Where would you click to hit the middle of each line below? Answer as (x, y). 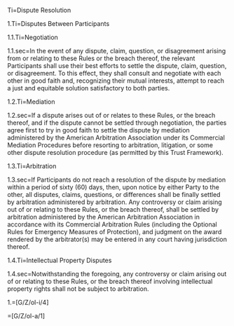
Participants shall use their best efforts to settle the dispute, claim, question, (117, 66)
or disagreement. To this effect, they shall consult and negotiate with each (114, 73)
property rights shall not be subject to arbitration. (78, 289)
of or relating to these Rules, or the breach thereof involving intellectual (110, 281)
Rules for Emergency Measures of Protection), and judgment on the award (115, 232)
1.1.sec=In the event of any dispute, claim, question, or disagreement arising (117, 51)
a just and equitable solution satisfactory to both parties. (89, 88)
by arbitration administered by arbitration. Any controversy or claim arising (115, 202)
